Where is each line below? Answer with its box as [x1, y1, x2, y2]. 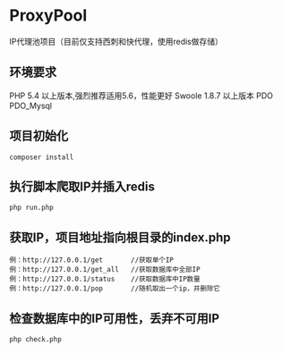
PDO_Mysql [9, 100, 52, 111]
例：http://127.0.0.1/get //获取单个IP [9, 256, 175, 265]
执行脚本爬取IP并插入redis [9, 179, 155, 194]
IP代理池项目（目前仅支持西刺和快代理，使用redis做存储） [9, 36, 224, 46]
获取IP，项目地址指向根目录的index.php [9, 230, 231, 245]
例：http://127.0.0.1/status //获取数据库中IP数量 [9, 274, 201, 284]
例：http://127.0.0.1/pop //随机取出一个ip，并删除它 [9, 284, 221, 293]
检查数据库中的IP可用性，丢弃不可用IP [9, 310, 220, 326]
